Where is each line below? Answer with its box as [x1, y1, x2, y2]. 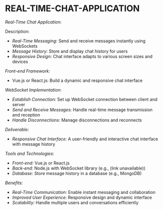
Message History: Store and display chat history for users [12, 48, 128, 54]
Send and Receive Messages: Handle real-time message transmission [12, 107, 153, 113]
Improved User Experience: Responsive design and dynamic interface [12, 194, 152, 200]
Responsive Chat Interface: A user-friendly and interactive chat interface [12, 136, 158, 142]
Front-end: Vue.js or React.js [12, 160, 70, 166]
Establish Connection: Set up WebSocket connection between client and [12, 96, 158, 102]
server [12, 101, 25, 107]
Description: [5, 28, 30, 34]
